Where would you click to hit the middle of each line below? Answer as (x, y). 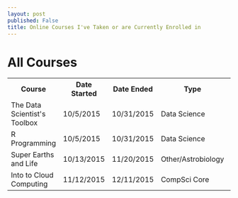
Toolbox (24, 123)
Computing (29, 184)
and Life (24, 164)
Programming (34, 143)
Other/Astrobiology (192, 159)
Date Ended (133, 89)
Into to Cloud (33, 175)
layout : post (27, 14)
